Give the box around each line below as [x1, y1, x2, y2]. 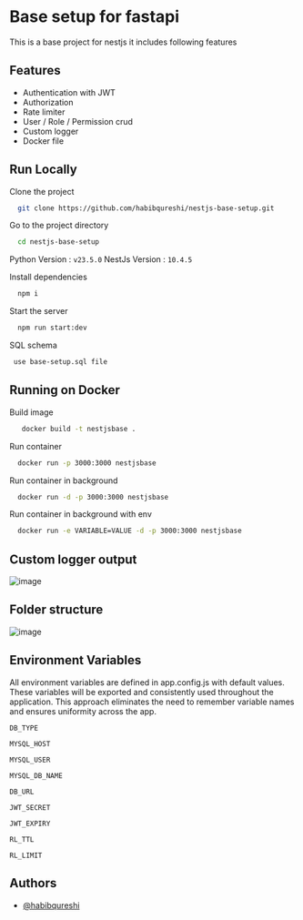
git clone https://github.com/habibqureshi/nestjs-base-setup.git [17, 203, 275, 213]
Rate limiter [22, 106, 66, 117]
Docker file [22, 135, 65, 147]
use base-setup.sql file [13, 358, 107, 367]
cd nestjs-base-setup [17, 238, 100, 247]
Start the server [9, 306, 68, 317]
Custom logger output [9, 551, 137, 567]
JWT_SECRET [9, 803, 51, 812]
